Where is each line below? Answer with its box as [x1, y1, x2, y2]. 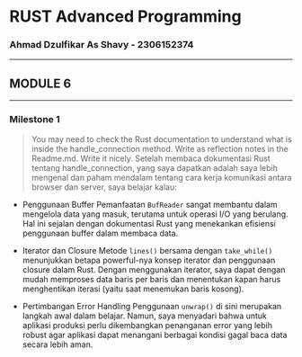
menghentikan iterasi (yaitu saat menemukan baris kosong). [22, 283, 244, 294]
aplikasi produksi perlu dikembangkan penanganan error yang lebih [22, 319, 272, 330]
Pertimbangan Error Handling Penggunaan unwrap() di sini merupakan [22, 300, 282, 311]
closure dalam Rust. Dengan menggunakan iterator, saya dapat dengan [22, 263, 286, 275]
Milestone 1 [9, 113, 60, 126]
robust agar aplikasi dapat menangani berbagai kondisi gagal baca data [22, 329, 288, 340]
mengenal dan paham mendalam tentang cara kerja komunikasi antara [31, 172, 292, 183]
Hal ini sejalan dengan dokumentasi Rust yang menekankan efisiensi [22, 218, 276, 228]
